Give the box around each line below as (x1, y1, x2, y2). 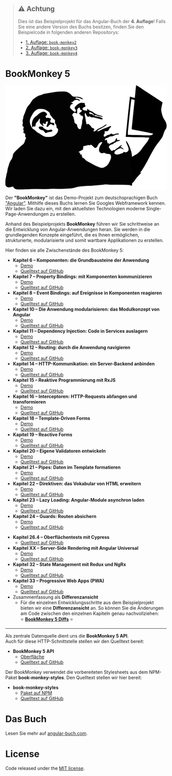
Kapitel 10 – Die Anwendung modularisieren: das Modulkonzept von (12, 306, 160, 312)
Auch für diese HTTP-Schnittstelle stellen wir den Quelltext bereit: (5, 639, 144, 645)
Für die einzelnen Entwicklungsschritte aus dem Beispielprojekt (20, 600, 154, 606)
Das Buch (5, 713, 47, 725)
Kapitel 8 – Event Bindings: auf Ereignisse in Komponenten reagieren (12, 290, 162, 296)
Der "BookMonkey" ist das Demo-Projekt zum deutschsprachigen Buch (5, 195, 158, 201)
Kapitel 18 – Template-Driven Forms (12, 415, 91, 422)
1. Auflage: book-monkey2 (25, 39, 77, 45)
